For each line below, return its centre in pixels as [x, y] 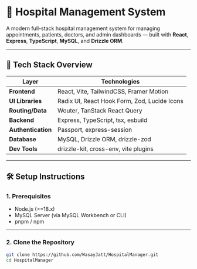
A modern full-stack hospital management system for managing [83, 28]
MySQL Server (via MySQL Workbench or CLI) [71, 215]
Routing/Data [28, 110]
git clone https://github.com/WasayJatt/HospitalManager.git [82, 255]
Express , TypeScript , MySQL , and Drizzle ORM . [65, 41]
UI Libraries [26, 101]
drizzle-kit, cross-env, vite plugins [106, 148]
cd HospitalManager [30, 260]
